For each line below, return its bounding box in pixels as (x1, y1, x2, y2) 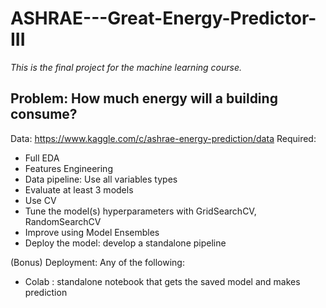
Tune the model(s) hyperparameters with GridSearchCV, (24, 205, 257, 217)
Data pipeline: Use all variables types (24, 173, 178, 185)
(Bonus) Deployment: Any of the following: (10, 256, 185, 268)
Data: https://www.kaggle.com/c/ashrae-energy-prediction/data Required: (10, 132, 317, 144)
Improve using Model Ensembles (24, 226, 160, 238)
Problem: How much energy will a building (10, 90, 278, 107)
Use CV (24, 194, 57, 206)
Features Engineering (24, 162, 113, 174)
